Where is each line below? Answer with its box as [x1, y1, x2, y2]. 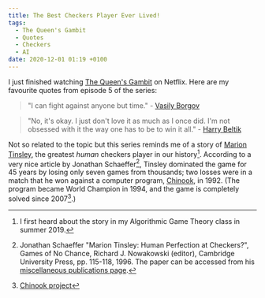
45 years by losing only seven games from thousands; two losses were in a [8, 167, 252, 177]
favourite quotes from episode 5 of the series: [8, 85, 158, 95]
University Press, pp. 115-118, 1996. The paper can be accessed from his [19, 257, 255, 266]
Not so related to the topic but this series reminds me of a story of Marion [8, 140, 247, 149]
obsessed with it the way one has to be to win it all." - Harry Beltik [27, 124, 242, 134]
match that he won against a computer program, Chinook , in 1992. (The [8, 176, 241, 185]
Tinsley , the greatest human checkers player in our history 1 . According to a [8, 147, 252, 158]
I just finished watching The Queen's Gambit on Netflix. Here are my [8, 76, 230, 87]
